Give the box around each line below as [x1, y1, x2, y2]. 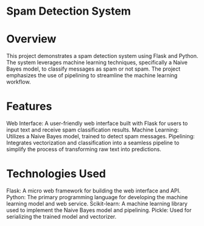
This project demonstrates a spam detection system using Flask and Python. [6, 52, 199, 60]
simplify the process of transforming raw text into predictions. [6, 146, 161, 153]
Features [6, 99, 52, 113]
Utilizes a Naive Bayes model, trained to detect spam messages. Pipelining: [6, 133, 195, 140]
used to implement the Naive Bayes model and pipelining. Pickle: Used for [6, 207, 192, 214]
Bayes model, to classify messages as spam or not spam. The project [6, 65, 181, 72]
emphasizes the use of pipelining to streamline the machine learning [6, 72, 178, 79]
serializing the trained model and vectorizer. [6, 213, 117, 220]
